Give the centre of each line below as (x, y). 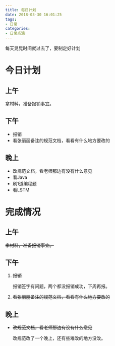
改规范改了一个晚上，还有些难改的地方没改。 (59, 338)
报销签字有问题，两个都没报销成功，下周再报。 (61, 286)
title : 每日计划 (21, 10)
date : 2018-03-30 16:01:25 (34, 15)
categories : (18, 29)
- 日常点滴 (15, 33)
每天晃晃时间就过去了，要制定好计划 (43, 48)
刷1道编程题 (24, 183)
